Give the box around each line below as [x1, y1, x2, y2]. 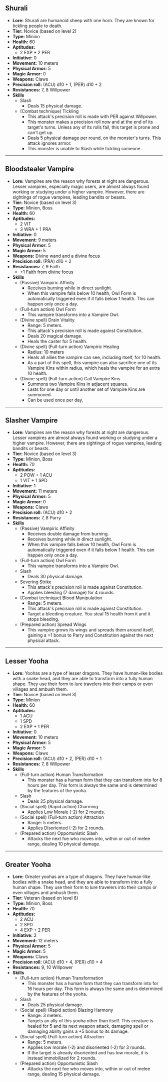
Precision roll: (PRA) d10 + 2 [12, 258, 71, 264]
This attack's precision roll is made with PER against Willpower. [27, 113, 157, 120]
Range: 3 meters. [27, 1012, 63, 1019]
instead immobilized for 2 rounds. [27, 1055, 96, 1061]
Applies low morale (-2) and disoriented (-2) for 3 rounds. [27, 1044, 146, 1050]
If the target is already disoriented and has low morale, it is [27, 1050, 148, 1056]
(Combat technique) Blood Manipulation [19, 595, 102, 601]
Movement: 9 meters [12, 237, 56, 243]
